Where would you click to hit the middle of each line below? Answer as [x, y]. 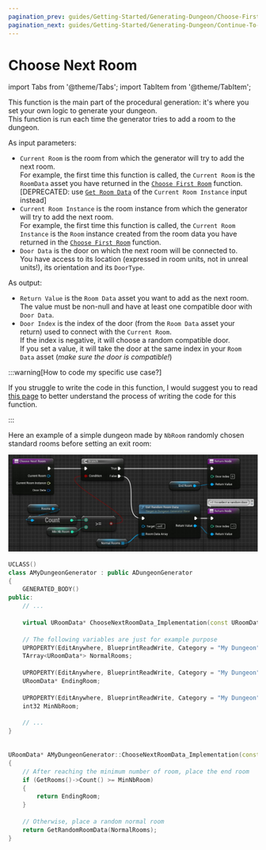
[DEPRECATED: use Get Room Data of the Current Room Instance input [133, 192]
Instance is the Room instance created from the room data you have [128, 234]
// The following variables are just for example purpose [120, 639]
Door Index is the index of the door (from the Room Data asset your [127, 324]
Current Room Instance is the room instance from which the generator [133, 209]
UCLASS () [23, 564]
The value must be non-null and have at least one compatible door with [136, 307]
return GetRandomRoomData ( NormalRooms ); [90, 830]
